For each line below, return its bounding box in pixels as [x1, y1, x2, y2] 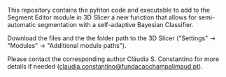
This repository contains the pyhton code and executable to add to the [7, 6, 211, 14]
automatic [7, 21, 36, 28]
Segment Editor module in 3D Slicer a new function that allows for [7, 13, 197, 22]
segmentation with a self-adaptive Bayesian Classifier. [37, 21, 194, 28]
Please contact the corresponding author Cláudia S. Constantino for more [7, 55, 220, 63]
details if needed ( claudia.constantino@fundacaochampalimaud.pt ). [7, 62, 203, 70]
